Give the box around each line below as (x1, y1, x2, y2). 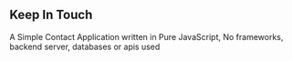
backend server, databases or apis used (9, 41, 161, 52)
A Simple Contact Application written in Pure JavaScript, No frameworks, (9, 31, 284, 42)
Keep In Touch (9, 7, 93, 23)
